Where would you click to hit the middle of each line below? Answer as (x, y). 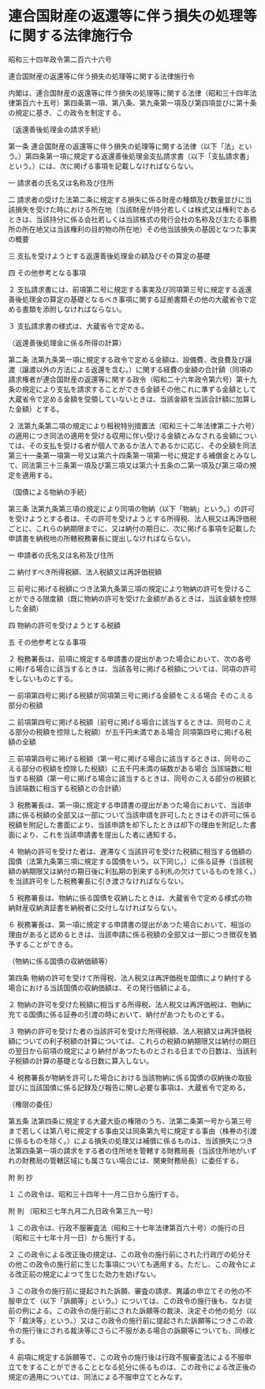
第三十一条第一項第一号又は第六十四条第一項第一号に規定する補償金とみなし (132, 455)
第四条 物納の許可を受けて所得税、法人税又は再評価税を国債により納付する (130, 977)
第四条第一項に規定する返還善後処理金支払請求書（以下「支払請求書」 (139, 156)
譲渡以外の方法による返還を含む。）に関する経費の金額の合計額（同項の (138, 369)
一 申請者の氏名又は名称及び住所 (61, 555)
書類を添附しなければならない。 (74, 309)
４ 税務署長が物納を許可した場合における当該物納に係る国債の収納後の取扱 (130, 1077)
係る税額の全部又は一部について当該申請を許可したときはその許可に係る (139, 815)
